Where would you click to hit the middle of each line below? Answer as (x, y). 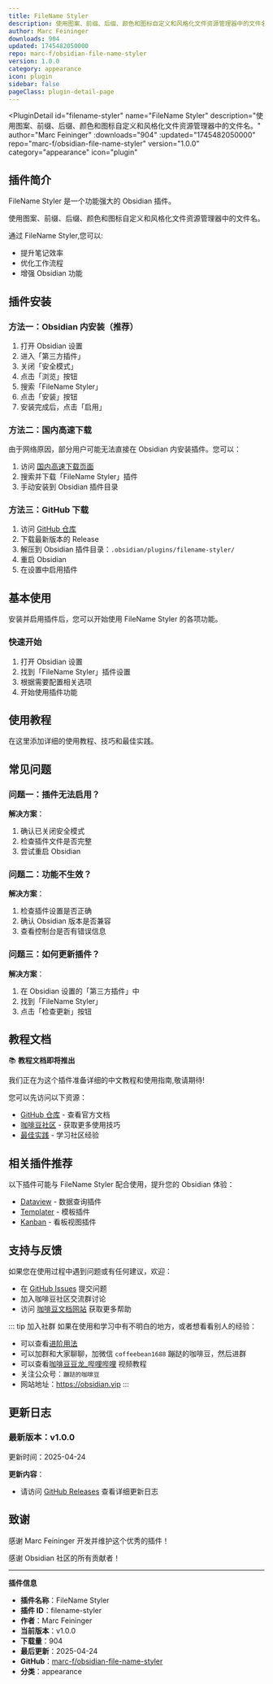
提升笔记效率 (41, 253)
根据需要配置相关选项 (56, 682)
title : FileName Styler (49, 16)
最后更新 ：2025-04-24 (59, 1651)
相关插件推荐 (41, 1163)
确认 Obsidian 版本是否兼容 (65, 921)
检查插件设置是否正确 (56, 911)
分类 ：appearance (51, 1671)
